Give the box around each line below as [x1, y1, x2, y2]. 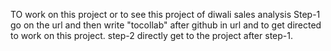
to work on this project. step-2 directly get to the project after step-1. [10, 30, 293, 41]
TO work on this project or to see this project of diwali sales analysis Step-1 [10, 9, 321, 20]
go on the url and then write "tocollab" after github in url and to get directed [10, 19, 322, 31]
